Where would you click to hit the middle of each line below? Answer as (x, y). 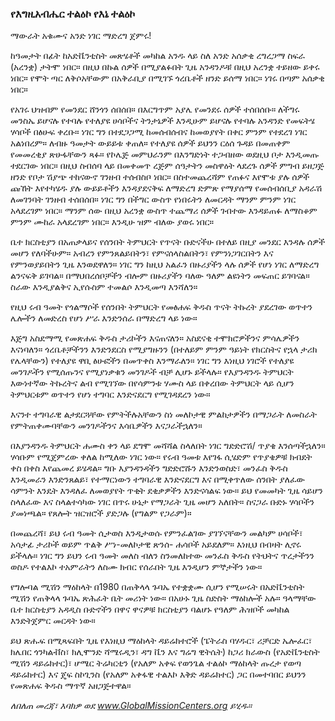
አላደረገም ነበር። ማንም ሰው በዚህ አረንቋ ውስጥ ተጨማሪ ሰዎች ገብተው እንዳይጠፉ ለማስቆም (164, 211)
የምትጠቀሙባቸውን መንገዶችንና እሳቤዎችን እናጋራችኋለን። (106, 426)
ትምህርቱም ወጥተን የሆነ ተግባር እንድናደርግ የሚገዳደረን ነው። (110, 394)
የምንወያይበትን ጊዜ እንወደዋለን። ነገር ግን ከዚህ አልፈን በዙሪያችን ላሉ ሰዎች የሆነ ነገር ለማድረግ (165, 264)
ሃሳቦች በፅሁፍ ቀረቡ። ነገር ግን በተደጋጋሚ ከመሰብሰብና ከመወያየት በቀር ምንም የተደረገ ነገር (159, 132)
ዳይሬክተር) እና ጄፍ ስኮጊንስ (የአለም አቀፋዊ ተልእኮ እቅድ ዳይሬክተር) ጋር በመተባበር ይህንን (158, 674)
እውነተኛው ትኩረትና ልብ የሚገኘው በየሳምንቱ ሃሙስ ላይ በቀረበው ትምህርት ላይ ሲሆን (152, 383)
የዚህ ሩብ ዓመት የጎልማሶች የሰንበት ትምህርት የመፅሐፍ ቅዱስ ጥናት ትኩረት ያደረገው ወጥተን (161, 307)
